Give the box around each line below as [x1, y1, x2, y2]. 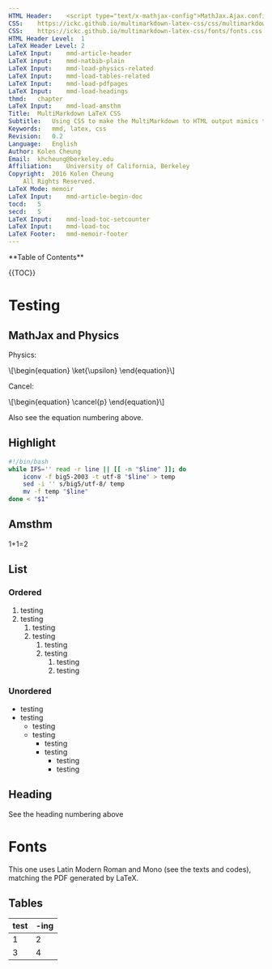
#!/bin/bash [8, 457, 49, 465]
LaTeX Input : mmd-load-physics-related [8, 65, 154, 73]
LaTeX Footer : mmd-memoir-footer [8, 230, 129, 239]
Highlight [8, 436, 57, 450]
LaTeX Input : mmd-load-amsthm [8, 102, 121, 110]
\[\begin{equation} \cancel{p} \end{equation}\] [8, 397, 165, 406]
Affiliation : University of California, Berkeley [8, 163, 190, 171]
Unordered [8, 686, 52, 697]
